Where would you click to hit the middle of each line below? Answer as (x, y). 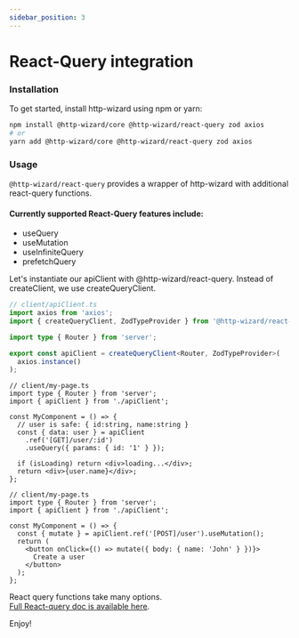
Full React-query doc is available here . (80, 607)
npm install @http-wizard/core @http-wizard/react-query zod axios (137, 125)
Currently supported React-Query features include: (106, 214)
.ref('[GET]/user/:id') (69, 440)
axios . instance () (49, 361)
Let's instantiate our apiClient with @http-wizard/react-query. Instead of (141, 279)
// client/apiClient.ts (53, 305)
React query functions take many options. (86, 597)
